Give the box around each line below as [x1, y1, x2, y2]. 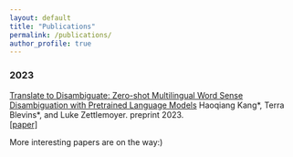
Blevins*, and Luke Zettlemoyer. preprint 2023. [9, 109, 184, 120]
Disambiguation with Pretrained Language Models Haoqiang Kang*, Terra [9, 99, 285, 110]
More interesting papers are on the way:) [9, 136, 163, 147]
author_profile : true [9, 38, 92, 48]
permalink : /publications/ [9, 30, 112, 39]
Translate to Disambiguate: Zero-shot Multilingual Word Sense [9, 89, 244, 100]
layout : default [9, 13, 71, 23]
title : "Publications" [9, 22, 96, 31]
